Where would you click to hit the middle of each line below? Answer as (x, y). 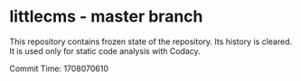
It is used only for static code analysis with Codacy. (105, 50)
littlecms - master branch (106, 17)
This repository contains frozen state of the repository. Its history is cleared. (150, 41)
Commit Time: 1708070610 (59, 68)
